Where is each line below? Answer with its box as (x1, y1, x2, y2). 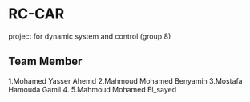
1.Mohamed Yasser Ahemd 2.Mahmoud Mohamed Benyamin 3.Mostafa (8, 75, 243, 85)
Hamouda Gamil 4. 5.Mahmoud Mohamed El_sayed (8, 84, 177, 94)
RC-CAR (8, 5, 65, 23)
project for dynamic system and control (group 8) (8, 31, 171, 41)
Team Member (8, 55, 83, 68)
